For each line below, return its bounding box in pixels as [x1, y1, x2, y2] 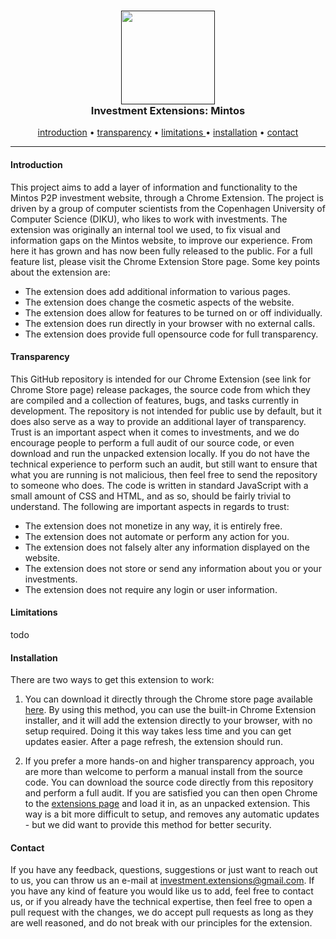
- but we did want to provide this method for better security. [24, 819, 272, 831]
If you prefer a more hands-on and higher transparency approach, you [24, 755, 315, 767]
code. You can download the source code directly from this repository [24, 776, 314, 789]
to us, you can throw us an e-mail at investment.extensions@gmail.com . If [10, 875, 315, 887]
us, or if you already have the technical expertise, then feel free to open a [10, 896, 313, 908]
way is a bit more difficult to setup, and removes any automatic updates [24, 808, 320, 820]
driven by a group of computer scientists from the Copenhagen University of [10, 202, 326, 214]
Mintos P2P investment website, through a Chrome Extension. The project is [10, 191, 324, 204]
